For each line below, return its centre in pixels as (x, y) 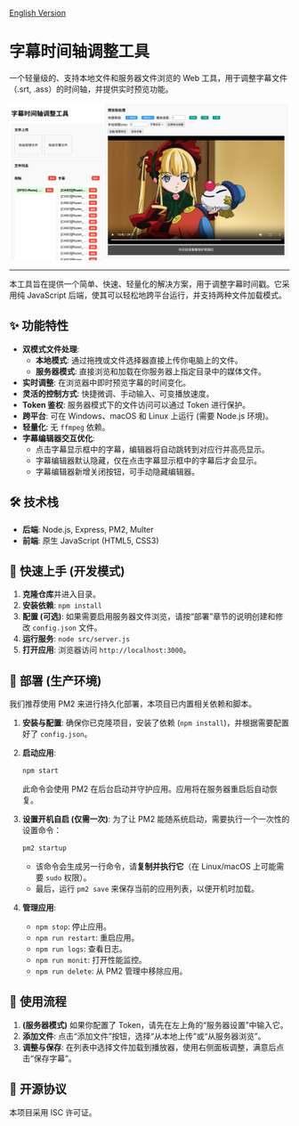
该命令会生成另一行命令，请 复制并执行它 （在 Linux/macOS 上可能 (156, 866)
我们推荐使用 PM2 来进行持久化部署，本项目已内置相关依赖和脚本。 (133, 704)
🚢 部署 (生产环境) (56, 681)
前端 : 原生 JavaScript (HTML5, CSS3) (90, 540)
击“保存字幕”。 (49, 1058)
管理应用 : (39, 907)
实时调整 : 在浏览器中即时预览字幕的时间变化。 (106, 382)
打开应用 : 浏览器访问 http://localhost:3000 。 (106, 650)
